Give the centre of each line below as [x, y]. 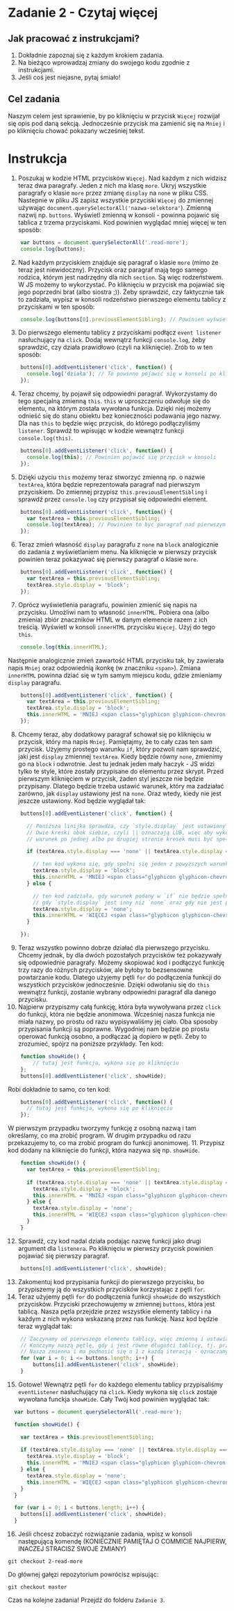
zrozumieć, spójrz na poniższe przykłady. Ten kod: [91, 1044]
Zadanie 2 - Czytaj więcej [83, 13]
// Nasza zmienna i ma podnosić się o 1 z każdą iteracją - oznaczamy [125, 1352]
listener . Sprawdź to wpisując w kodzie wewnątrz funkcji [101, 430]
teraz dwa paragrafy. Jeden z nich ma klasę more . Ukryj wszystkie [112, 185]
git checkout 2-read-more [45, 1562]
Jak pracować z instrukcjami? [74, 39]
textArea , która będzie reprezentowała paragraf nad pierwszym [109, 484]
